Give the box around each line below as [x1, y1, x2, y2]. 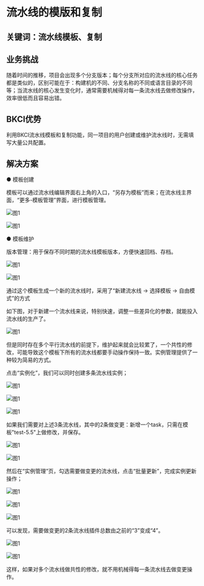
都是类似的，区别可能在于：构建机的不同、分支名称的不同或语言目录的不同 [6, 79, 192, 86]
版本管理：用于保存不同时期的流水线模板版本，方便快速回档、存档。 [6, 248, 177, 256]
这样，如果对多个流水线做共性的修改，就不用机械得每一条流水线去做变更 [6, 566, 187, 573]
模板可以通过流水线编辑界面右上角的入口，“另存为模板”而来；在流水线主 [6, 189, 187, 196]
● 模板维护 [6, 235, 35, 242]
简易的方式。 [22, 356, 55, 364]
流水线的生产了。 [6, 315, 49, 323]
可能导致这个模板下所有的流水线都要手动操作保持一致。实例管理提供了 [16, 348, 192, 356]
